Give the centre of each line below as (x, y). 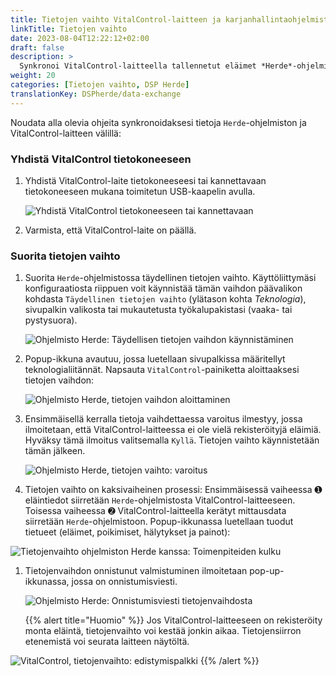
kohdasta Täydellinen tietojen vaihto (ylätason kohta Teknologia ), (165, 299)
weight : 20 (33, 76)
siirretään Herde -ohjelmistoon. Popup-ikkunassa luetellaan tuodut (159, 522)
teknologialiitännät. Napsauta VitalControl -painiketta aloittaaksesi (162, 370)
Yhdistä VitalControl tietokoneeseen (101, 159)
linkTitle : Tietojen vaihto (69, 29)
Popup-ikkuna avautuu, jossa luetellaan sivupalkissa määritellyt (155, 359)
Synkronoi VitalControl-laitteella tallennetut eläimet (138, 66)
